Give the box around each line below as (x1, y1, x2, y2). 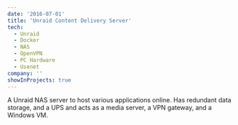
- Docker (13, 37, 40, 44)
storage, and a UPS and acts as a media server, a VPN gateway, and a (7, 104, 212, 112)
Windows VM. (7, 111, 48, 119)
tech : (7, 23, 23, 31)
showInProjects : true (7, 76, 72, 84)
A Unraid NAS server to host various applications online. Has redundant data (7, 96, 232, 104)
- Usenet (13, 63, 40, 70)
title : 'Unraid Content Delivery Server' (7, 17, 132, 24)
